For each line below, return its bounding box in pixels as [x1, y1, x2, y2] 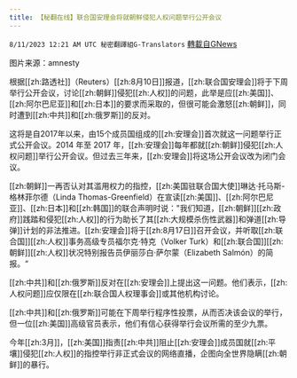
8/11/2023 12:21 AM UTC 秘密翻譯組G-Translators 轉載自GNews [9, 38, 238, 49]
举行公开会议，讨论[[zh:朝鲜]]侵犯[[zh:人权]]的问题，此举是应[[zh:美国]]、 [9, 87, 279, 98]
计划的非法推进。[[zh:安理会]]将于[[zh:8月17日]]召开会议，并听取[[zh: [22, 224, 276, 235]
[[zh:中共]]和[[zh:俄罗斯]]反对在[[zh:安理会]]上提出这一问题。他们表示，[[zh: [9, 277, 288, 287]
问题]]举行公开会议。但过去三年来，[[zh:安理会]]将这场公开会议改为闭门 [16, 150, 278, 161]
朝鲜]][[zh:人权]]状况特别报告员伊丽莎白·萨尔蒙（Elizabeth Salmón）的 [9, 247, 266, 257]
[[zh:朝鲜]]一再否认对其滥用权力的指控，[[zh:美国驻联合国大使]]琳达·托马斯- [9, 180, 285, 191]
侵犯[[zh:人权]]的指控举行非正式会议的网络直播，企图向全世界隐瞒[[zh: [22, 348, 279, 358]
